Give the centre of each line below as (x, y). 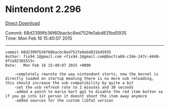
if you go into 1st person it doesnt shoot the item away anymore (76, 96)
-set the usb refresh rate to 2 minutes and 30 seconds (74, 87)
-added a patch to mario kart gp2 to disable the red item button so (89, 91)
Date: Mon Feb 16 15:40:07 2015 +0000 (48, 65)
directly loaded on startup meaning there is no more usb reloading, (80, 78)
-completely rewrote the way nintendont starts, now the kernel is (86, 74)
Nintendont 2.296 (43, 9)
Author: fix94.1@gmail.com (33, 56)
